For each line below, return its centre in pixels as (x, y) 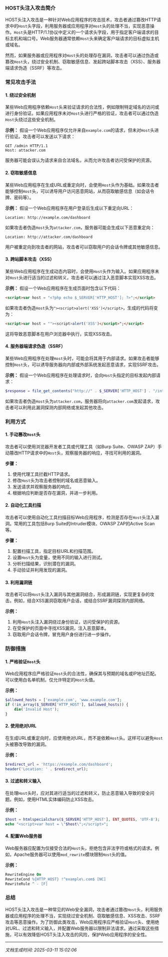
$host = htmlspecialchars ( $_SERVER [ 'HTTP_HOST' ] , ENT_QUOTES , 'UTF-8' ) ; (82, 819)
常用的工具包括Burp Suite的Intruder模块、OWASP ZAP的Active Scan (84, 523)
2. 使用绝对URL (21, 726)
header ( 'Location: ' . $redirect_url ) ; (47, 769)
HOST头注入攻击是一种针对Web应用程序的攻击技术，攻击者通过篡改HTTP (81, 20)
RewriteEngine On (23, 874)
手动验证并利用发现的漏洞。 (41, 570)
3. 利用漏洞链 (19, 582)
